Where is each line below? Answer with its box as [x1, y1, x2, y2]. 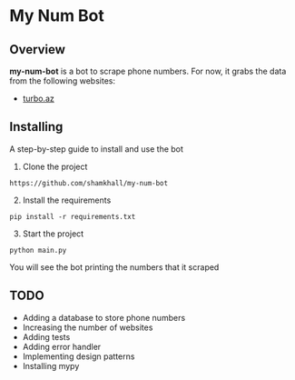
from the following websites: [9, 75, 116, 86]
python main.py [9, 245, 67, 255]
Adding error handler [22, 341, 102, 352]
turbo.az [22, 93, 54, 104]
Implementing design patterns [22, 351, 135, 362]
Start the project [22, 228, 84, 239]
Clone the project [22, 161, 88, 172]
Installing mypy [22, 360, 80, 371]
